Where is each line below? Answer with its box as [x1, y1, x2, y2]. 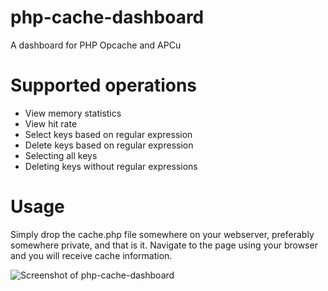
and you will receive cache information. [10, 249, 173, 261]
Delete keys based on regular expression [24, 139, 194, 151]
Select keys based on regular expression [24, 128, 193, 140]
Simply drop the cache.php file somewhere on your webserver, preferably [10, 228, 315, 240]
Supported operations [10, 74, 198, 97]
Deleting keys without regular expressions [24, 160, 198, 172]
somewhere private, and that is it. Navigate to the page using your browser [10, 239, 318, 251]
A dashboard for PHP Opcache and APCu [10, 39, 182, 51]
